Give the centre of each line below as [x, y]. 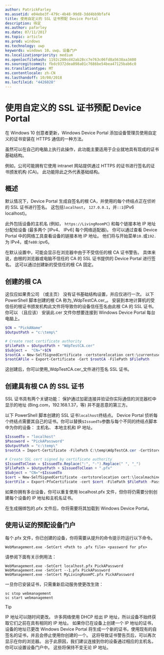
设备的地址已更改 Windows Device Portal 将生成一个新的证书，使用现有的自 [81, 629]
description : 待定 [23, 23]
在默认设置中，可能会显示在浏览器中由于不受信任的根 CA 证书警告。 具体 [78, 252]
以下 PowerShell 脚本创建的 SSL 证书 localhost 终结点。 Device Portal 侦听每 [81, 415]
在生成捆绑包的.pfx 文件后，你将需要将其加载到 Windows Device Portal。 [79, 508]
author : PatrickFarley [28, 10]
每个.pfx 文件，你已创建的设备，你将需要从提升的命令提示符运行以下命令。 [80, 538]
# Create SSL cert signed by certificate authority [59, 459]
